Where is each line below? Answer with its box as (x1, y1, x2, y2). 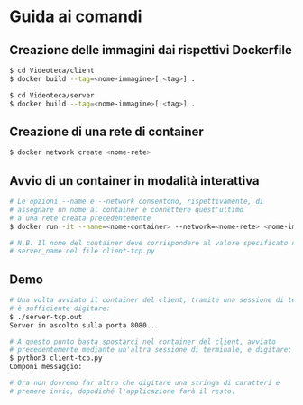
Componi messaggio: (9, 363, 83, 372)
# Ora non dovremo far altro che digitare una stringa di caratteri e (9, 379, 280, 388)
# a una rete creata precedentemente (9, 214, 151, 223)
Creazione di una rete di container (9, 124, 205, 139)
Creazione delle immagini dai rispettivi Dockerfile (9, 42, 293, 58)
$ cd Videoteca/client (9, 66, 95, 75)
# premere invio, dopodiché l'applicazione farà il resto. (9, 386, 236, 396)
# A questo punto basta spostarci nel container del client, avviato (9, 336, 277, 346)
